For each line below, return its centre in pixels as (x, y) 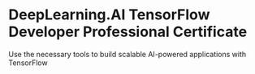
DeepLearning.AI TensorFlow (109, 15)
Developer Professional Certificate (128, 32)
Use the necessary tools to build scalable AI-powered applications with (127, 54)
